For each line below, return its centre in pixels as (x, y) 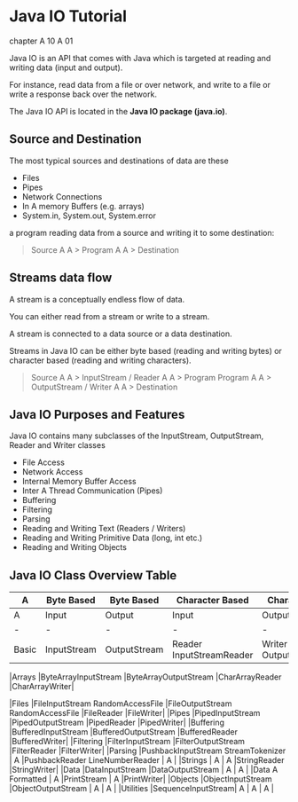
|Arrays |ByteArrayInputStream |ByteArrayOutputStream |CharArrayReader (145, 677)
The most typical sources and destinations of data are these (119, 161)
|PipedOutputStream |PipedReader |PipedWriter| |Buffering (117, 723)
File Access (43, 462)
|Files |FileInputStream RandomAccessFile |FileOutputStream (121, 704)
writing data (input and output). (66, 67)
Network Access (52, 472)
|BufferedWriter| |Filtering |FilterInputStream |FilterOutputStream (127, 742)
